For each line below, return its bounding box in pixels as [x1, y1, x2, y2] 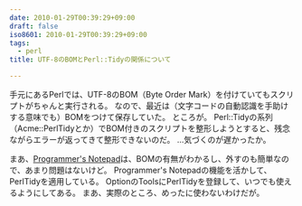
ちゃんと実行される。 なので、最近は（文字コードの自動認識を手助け [33, 100, 289, 111]
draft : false [9, 22, 59, 31]
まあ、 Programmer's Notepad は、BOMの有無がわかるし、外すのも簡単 [9, 154, 274, 164]
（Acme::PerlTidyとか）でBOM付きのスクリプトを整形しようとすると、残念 [9, 123, 291, 134]
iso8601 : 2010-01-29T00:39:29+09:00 [9, 30, 147, 39]
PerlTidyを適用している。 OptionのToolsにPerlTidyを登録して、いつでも [9, 176, 277, 186]
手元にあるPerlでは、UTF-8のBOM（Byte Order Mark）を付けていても [9, 89, 271, 99]
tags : [9, 38, 30, 48]
